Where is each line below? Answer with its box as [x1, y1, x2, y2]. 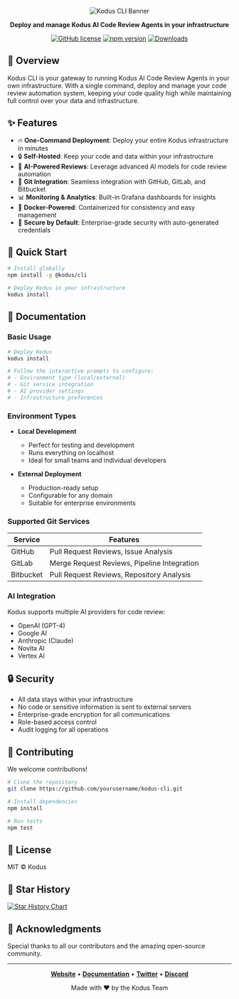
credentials [17, 225, 51, 234]
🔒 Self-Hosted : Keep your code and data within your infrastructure [17, 151, 213, 160]
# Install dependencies [7, 798, 78, 806]
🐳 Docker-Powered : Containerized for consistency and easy [17, 203, 196, 211]
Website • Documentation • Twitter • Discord [51, 969, 188, 978]
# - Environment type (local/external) [7, 374, 126, 382]
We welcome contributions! [7, 765, 87, 774]
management [17, 210, 57, 219]
